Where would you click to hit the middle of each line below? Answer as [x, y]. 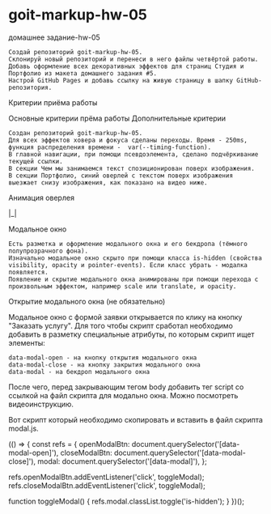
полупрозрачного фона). [49, 251]
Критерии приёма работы [53, 102]
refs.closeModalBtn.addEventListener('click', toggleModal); [107, 485]
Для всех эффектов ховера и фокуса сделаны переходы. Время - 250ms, [128, 140]
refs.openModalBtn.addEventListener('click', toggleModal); [106, 477]
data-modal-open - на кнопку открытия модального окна [103, 358]
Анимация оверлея [42, 198]
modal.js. [23, 428]
